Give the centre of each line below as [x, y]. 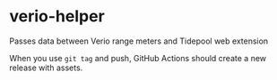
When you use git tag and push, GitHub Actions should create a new [138, 58]
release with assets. [46, 68]
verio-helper [57, 16]
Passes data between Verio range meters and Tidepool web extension [139, 41]
